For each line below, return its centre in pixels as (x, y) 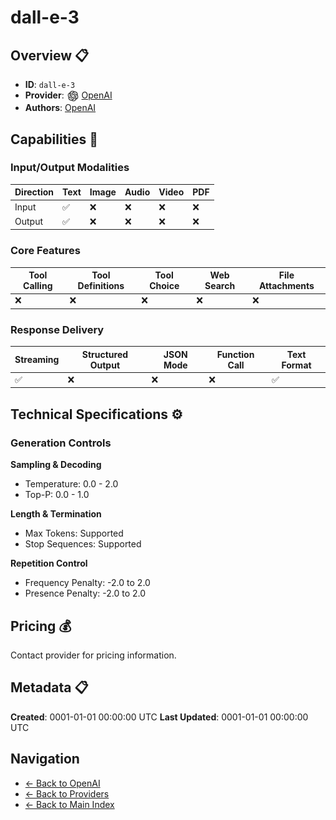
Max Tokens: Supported (74, 533)
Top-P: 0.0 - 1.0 (57, 495)
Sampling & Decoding (56, 465)
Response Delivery (57, 329)
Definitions (101, 286)
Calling (38, 286)
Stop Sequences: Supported (83, 544)
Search (220, 286)
